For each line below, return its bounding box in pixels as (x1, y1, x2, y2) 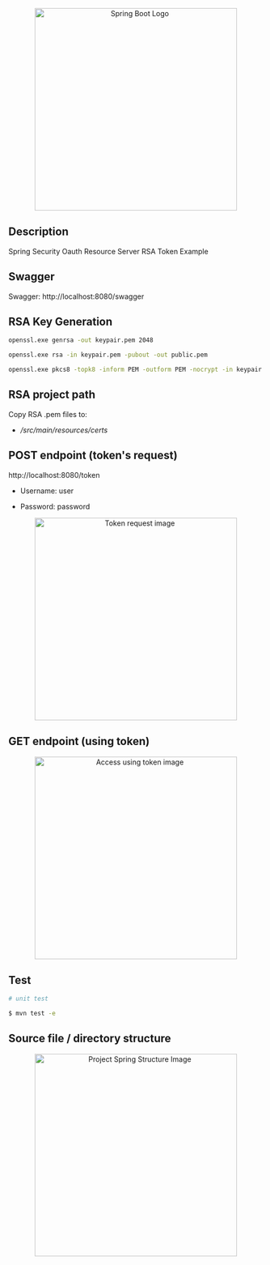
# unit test (8, 995, 49, 1003)
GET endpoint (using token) (8, 735, 150, 748)
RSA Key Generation (8, 315, 113, 329)
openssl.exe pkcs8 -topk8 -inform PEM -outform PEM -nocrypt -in (8, 365, 233, 374)
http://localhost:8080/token (8, 470, 100, 479)
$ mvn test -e (8, 1009, 57, 1018)
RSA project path (8, 388, 95, 402)
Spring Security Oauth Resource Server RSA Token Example (8, 246, 209, 256)
